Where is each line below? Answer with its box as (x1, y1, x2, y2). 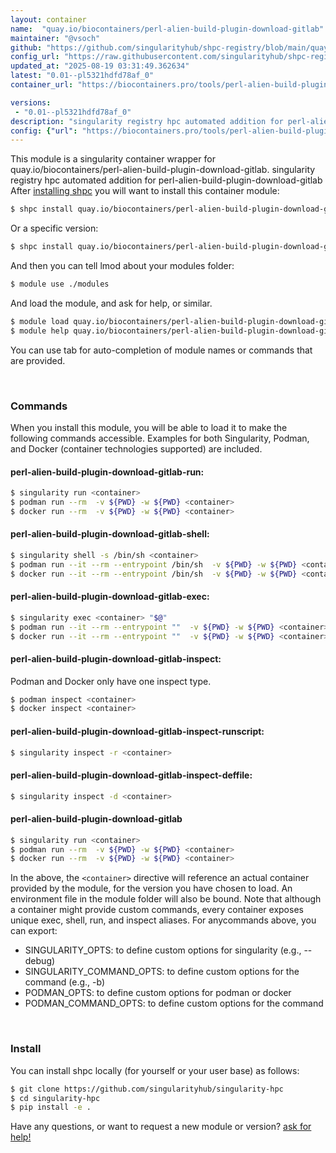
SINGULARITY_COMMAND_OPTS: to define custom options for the (24, 966, 300, 978)
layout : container (10, 14, 87, 25)
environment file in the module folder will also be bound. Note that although (10, 893, 322, 905)
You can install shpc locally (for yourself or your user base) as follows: (10, 1064, 300, 1076)
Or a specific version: (10, 222, 99, 235)
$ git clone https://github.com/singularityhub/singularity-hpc (10, 1084, 284, 1094)
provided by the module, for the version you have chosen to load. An (10, 882, 293, 895)
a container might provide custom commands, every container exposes (10, 904, 304, 916)
